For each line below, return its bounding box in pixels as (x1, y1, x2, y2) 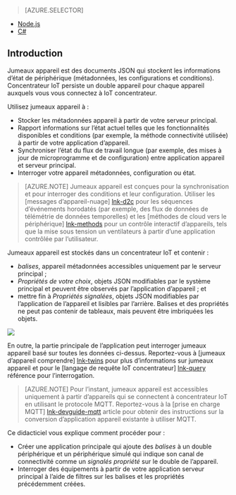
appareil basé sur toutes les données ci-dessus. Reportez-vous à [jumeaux (7, 348, 225, 357)
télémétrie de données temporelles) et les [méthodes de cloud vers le (24, 212, 227, 221)
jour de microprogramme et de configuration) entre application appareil (17, 153, 225, 161)
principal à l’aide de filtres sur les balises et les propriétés (17, 472, 185, 480)
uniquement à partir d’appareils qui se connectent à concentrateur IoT (24, 392, 228, 401)
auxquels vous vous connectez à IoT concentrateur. (7, 88, 157, 97)
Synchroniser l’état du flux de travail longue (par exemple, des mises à (17, 146, 222, 154)
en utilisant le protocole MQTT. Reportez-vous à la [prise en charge (24, 400, 221, 408)
